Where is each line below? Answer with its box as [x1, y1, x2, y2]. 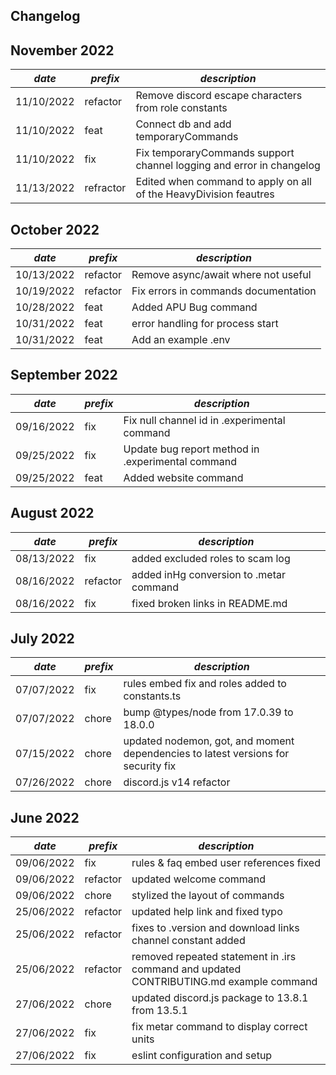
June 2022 [10, 809, 80, 826]
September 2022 [10, 367, 118, 384]
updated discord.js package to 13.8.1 [131, 991, 309, 1005]
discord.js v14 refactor [123, 775, 231, 789]
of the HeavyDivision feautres [135, 187, 275, 201]
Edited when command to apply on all [135, 175, 312, 189]
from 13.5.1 [131, 1004, 188, 1018]
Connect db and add [135, 117, 232, 131]
